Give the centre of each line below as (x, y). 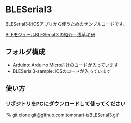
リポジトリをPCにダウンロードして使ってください (65, 104)
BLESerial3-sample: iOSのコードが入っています (62, 71)
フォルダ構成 (25, 52)
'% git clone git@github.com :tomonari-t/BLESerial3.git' (62, 115)
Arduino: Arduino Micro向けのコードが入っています (65, 65)
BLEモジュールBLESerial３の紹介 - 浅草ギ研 (50, 34)
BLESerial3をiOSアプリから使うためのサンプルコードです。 (67, 24)
